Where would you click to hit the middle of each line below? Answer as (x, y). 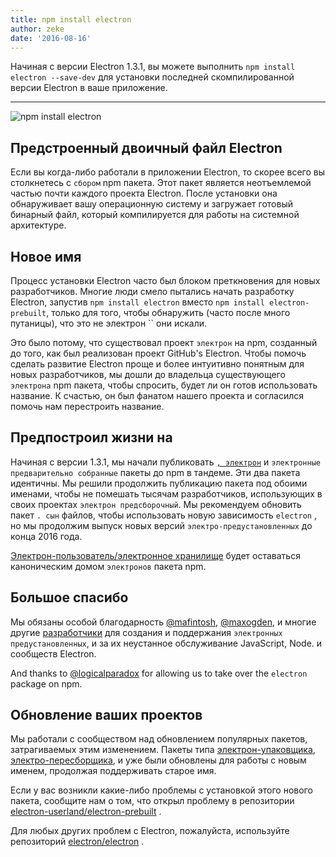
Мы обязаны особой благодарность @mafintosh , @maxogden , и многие (163, 622)
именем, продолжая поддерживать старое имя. (113, 771)
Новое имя (46, 256)
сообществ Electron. (53, 653)
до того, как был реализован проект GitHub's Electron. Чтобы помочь (158, 353)
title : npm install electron (71, 19)
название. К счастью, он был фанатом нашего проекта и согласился (157, 395)
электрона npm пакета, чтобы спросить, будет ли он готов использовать (164, 385)
